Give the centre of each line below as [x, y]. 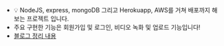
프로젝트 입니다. [48, 19]
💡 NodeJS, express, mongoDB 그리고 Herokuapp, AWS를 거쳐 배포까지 [112, 10]
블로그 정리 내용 [35, 36]
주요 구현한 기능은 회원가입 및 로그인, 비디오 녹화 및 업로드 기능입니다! [107, 27]
